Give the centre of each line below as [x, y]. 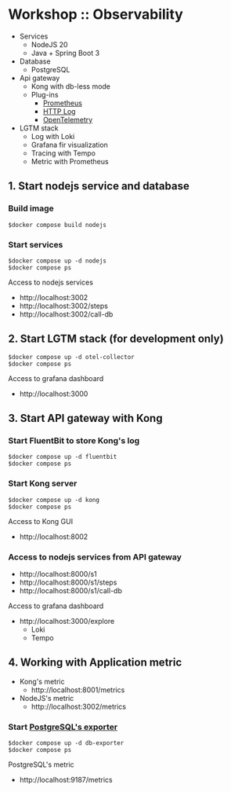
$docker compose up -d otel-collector [71, 357]
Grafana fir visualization [69, 145]
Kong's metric [42, 681]
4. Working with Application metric [95, 663]
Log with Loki [53, 136]
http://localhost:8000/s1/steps [68, 582]
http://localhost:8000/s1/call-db [71, 591]
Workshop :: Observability [96, 15]
